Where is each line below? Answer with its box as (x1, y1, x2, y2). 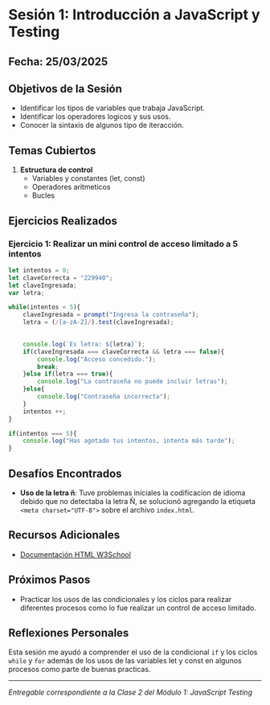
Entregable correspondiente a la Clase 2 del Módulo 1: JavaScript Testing (8, 687, 253, 697)
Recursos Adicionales (8, 528, 121, 542)
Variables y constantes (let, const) (31, 174, 146, 183)
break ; (37, 363, 59, 371)
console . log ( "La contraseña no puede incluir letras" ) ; (37, 378, 228, 386)
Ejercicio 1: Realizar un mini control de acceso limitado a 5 (8, 238, 239, 249)
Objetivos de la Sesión (8, 82, 123, 96)
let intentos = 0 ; (8, 266, 70, 274)
